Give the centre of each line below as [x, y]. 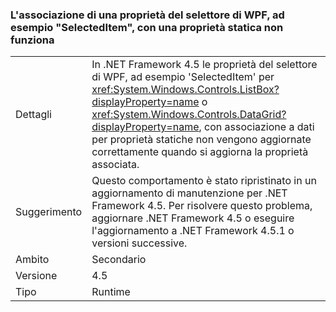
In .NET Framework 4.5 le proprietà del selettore [204, 65]
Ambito [32, 260]
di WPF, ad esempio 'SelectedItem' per [183, 77]
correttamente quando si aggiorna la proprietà [200, 152]
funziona [32, 40]
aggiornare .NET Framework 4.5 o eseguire [193, 218]
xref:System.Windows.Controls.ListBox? [185, 90]
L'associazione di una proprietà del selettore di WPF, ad [147, 15]
